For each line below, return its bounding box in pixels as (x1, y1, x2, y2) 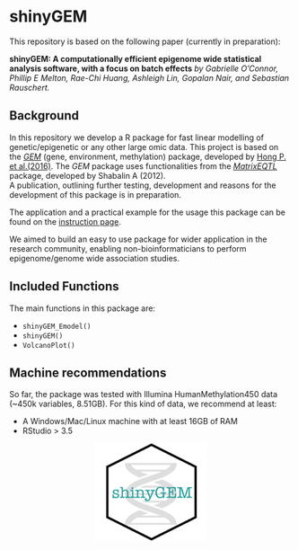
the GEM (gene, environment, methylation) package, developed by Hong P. (9, 151, 287, 162)
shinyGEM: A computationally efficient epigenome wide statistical (9, 53, 262, 64)
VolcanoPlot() (22, 341, 75, 350)
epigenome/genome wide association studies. (9, 253, 180, 263)
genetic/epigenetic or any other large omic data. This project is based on (9, 141, 279, 152)
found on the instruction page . (9, 216, 121, 226)
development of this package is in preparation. (9, 189, 182, 200)
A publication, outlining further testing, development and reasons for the (9, 180, 276, 191)
